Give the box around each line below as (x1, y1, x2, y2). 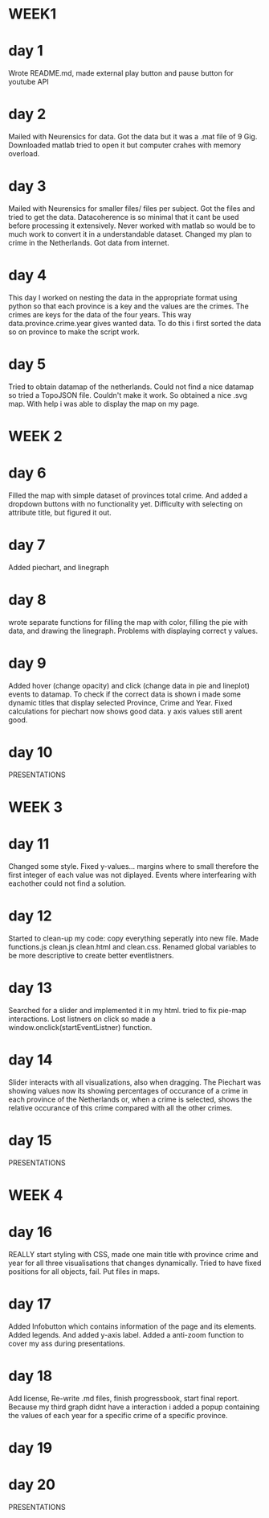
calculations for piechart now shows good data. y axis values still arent (8, 706, 243, 716)
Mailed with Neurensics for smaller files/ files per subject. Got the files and (8, 204, 255, 213)
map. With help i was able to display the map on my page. (8, 399, 199, 408)
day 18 (8, 1367, 53, 1385)
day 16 (8, 1223, 53, 1241)
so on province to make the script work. (8, 327, 141, 337)
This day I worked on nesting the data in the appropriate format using (8, 292, 238, 302)
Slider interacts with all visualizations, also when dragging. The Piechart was (8, 1077, 262, 1087)
